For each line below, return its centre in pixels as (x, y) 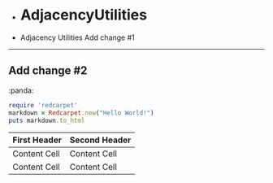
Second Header (100, 140)
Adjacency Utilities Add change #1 (78, 37)
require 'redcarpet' (43, 105)
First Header (37, 140)
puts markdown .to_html (47, 120)
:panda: (21, 90)
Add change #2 (48, 71)
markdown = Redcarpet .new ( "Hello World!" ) (81, 113)
